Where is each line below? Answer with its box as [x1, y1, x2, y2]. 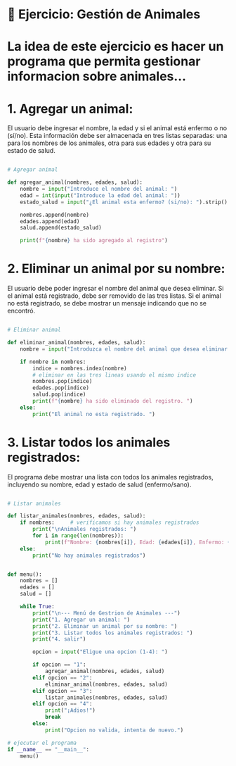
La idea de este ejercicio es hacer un [7, 39, 224, 55]
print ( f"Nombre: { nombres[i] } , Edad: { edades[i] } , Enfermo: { [44, 539, 231, 546]
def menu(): [7, 570, 42, 578]
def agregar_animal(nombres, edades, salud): [7, 179, 143, 186]
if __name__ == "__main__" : [7, 746, 90, 753]
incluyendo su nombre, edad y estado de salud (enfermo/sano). [7, 480, 192, 489]
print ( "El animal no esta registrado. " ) [32, 410, 156, 417]
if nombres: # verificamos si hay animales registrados [20, 519, 199, 527]
